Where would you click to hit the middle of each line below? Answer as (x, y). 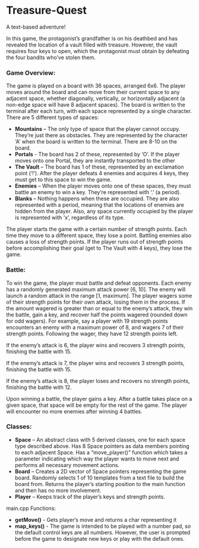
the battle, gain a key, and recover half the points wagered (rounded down (97, 315)
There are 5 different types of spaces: (53, 117)
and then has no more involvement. (58, 490)
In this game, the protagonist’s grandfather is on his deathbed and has (92, 38)
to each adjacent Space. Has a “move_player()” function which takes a (101, 452)
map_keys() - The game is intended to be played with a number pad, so (103, 526)
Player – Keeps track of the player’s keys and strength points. (90, 496)
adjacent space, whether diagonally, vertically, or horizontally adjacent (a (96, 98)
